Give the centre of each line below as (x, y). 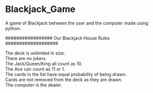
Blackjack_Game (40, 9)
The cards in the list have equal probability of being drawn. (66, 74)
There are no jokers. (26, 58)
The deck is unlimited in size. (35, 53)
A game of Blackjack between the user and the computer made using (77, 23)
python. (13, 28)
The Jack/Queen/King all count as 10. (44, 63)
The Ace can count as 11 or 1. (35, 69)
